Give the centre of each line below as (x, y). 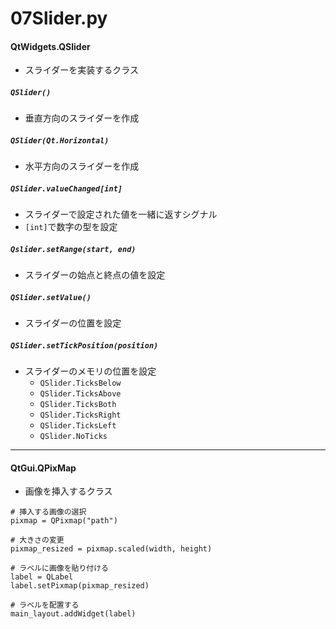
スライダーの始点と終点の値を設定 (95, 275)
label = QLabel (42, 577)
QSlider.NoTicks (73, 437)
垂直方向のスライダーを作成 (82, 118)
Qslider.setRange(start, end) (73, 249)
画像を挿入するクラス (68, 491)
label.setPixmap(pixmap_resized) (80, 586)
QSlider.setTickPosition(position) (84, 345)
